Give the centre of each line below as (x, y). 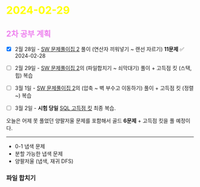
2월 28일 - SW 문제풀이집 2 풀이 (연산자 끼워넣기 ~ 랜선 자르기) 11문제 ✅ (99, 49)
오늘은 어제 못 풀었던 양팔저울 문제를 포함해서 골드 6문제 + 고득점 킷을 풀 (90, 121)
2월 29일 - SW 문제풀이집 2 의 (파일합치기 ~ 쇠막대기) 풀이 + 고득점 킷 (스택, (103, 68)
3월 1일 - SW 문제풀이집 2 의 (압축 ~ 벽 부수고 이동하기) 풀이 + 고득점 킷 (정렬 (104, 88)
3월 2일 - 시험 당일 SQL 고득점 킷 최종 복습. (65, 108)
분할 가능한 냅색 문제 (39, 154)
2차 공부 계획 (29, 34)
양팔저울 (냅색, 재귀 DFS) (44, 161)
